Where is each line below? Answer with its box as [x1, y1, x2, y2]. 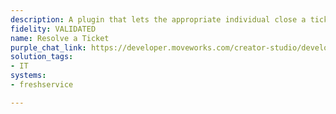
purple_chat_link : [10, 42, 87, 53]
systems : [10, 71, 47, 81]
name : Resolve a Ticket [10, 33, 110, 43]
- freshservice [10, 80, 74, 90]
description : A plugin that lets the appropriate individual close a [10, 14, 307, 25]
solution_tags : [10, 52, 74, 62]
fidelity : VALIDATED [10, 24, 97, 34]
